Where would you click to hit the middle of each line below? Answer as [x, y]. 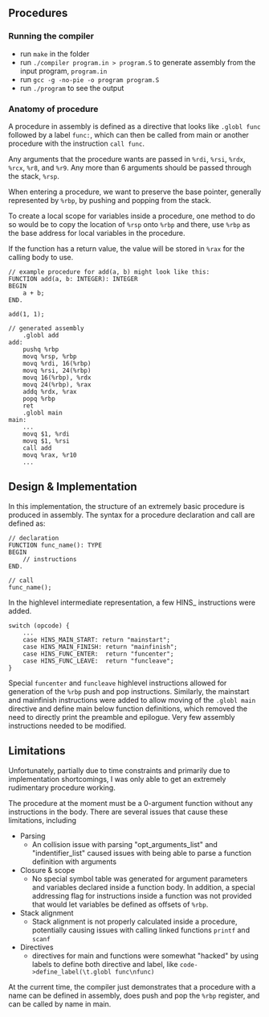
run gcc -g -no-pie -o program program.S [90, 79]
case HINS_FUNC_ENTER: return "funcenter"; [98, 654]
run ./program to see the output [72, 88]
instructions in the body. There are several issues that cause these [118, 812]
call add [37, 448]
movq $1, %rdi [46, 434]
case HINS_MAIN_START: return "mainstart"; [97, 639]
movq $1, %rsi [46, 441]
